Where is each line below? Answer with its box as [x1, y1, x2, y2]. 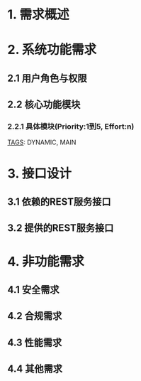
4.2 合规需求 [7, 310, 62, 322]
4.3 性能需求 [7, 336, 62, 348]
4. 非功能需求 [7, 253, 85, 269]
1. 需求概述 [7, 6, 69, 23]
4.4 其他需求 [7, 363, 62, 375]
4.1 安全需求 [7, 284, 60, 296]
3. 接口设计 [7, 165, 72, 181]
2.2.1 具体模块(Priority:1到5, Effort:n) [7, 122, 135, 132]
